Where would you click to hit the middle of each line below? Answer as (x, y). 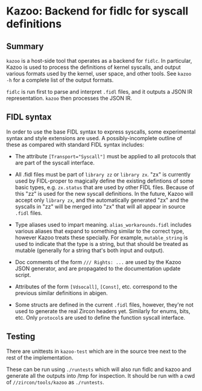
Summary (25, 46)
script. (23, 275)
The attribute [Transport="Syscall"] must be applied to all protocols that (105, 156)
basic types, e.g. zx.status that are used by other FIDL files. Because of (105, 187)
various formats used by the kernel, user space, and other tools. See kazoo (99, 73)
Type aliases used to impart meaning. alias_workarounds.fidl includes (103, 224)
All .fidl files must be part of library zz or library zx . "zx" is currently (103, 174)
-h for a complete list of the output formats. (60, 80)
